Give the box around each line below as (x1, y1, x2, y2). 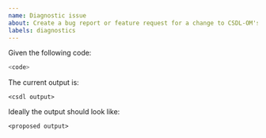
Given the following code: (8, 48, 92, 58)
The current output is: (8, 78, 79, 87)
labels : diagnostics (8, 26, 77, 34)
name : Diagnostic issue (8, 11, 87, 20)
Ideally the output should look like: (8, 107, 120, 117)
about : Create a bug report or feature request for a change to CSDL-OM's (8, 19, 260, 27)
